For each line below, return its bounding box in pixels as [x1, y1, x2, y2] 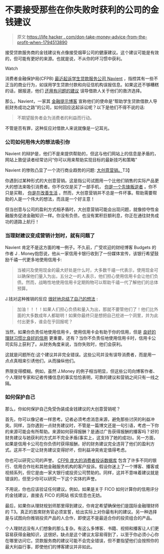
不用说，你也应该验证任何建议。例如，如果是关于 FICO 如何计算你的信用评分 [5, 486, 159, 492]
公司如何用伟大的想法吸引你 [5, 138, 70, 145]
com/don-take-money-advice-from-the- [65, 34, 147, 40]
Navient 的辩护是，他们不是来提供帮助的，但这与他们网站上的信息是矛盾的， [5, 151, 159, 157]
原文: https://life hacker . [17, 34, 65, 40]
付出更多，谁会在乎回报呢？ [17, 318, 73, 324]
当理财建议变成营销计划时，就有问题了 [5, 232, 95, 239]
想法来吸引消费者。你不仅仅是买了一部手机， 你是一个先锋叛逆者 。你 [13, 184, 153, 190]
